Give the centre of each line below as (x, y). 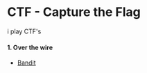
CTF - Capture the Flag (74, 12)
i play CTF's (24, 31)
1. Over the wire (30, 47)
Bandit (26, 63)
